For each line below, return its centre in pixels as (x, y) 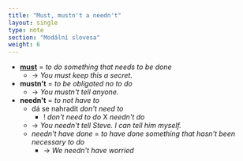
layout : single (33, 23)
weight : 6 (24, 45)
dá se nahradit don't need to (77, 109)
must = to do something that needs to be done (95, 67)
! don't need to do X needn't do (94, 117)
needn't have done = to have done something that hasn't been (133, 134)
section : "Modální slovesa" (54, 37)
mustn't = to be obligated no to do (76, 84)
